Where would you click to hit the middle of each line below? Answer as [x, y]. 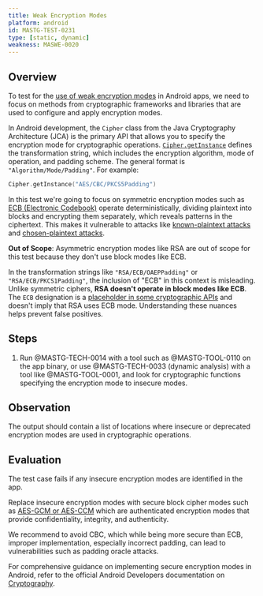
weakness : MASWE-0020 [44, 45]
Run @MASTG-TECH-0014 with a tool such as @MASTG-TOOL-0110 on [135, 358]
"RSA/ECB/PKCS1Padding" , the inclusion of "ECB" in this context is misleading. [132, 280]
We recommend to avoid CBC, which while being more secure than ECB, [126, 534]
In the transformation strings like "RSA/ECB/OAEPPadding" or [103, 272]
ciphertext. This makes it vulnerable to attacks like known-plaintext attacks [130, 224]
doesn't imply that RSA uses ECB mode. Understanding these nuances [123, 305]
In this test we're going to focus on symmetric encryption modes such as [126, 199]
